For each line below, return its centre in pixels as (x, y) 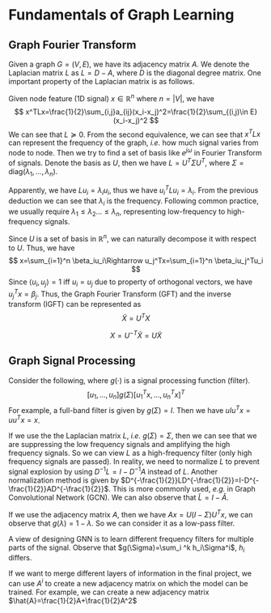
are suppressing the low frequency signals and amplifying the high (119, 445)
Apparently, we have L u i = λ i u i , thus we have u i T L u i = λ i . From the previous (133, 190)
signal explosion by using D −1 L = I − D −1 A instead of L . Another (113, 471)
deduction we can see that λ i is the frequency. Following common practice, (133, 202)
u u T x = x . (24, 419)
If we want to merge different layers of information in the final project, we (130, 573)
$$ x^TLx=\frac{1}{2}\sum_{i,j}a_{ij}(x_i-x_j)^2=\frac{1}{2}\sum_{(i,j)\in (131, 112)
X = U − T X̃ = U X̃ (136, 335)
